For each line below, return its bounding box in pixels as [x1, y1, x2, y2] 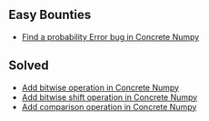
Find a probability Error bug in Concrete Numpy [21, 31, 200, 42]
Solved [8, 58, 49, 74]
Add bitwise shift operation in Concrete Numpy [21, 91, 198, 103]
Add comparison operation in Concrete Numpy [21, 101, 197, 112]
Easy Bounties [8, 7, 92, 23]
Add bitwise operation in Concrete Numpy [21, 82, 179, 93]
